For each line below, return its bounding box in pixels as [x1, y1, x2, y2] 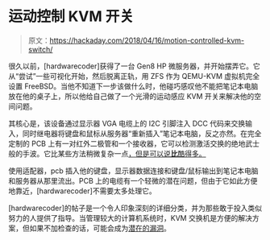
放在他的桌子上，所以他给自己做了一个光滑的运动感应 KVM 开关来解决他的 [8, 91, 255, 101]
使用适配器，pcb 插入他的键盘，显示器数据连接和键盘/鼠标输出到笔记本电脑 [8, 166, 260, 176]
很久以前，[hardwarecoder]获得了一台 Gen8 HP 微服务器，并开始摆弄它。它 [8, 61, 260, 71]
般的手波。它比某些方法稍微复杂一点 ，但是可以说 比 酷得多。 [8, 148, 206, 158]
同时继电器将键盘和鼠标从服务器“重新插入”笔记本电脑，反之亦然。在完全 [22, 128, 262, 138]
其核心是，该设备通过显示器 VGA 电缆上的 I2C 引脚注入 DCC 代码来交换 [8, 118, 246, 128]
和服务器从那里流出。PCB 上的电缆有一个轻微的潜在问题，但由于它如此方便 [8, 176, 258, 185]
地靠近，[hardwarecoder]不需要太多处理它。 [8, 186, 156, 196]
